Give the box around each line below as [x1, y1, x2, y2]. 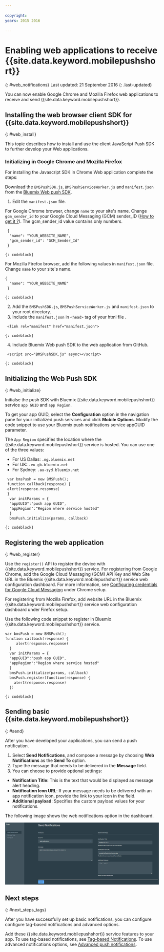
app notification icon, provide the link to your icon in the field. [12, 793, 136, 799]
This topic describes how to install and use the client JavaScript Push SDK [5, 141, 155, 147]
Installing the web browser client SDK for [5, 110, 132, 119]
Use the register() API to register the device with [5, 561, 106, 566]
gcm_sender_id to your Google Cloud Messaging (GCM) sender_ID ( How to [5, 213, 154, 219]
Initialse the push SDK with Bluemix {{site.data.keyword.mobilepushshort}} [5, 397, 155, 403]
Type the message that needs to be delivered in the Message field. [12, 762, 147, 768]
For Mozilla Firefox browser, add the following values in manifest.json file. [5, 261, 154, 267]
